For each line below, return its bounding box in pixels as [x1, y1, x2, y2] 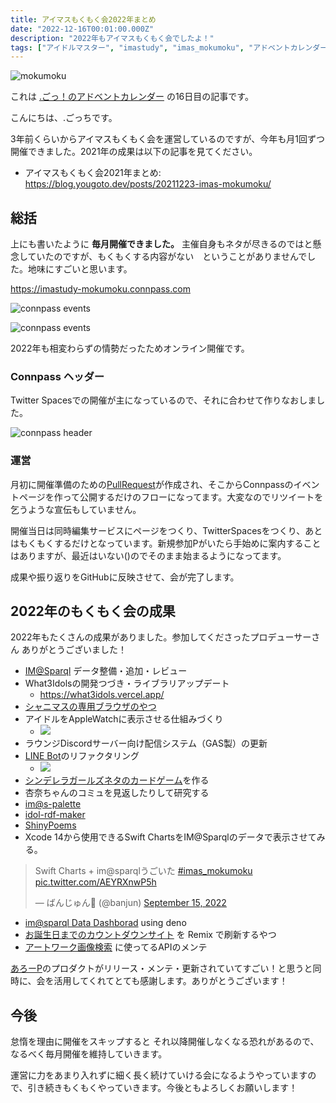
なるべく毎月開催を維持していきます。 [10, 1048, 168, 1060]
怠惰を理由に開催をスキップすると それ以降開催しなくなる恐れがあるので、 [10, 1036, 320, 1048]
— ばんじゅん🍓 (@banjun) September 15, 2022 [34, 897, 227, 909]
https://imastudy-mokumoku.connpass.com [10, 283, 191, 295]
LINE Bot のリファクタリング [24, 750, 140, 762]
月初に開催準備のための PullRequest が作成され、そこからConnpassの [10, 478, 294, 490]
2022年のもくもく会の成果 [10, 603, 176, 620]
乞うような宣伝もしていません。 [10, 503, 142, 515]
